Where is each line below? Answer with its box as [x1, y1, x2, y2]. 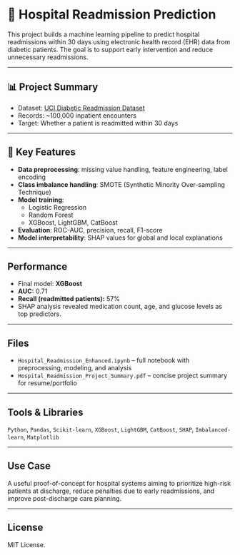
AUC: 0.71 [17, 287, 48, 295]
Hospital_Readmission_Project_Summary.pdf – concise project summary [17, 371, 228, 380]
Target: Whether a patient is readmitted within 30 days [17, 118, 179, 127]
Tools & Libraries [7, 406, 84, 418]
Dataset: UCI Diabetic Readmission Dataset [17, 103, 145, 112]
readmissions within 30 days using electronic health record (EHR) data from [7, 37, 231, 46]
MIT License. [7, 540, 46, 549]
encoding [17, 173, 46, 181]
